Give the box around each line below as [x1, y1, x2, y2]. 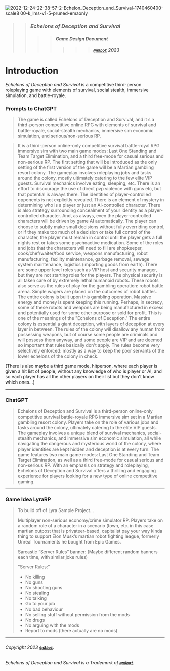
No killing [25, 573, 45, 580]
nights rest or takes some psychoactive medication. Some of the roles [17, 240, 163, 246]
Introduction [5, 65, 59, 76]
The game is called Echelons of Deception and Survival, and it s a [17, 117, 154, 123]
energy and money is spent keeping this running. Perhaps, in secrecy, [17, 299, 163, 305]
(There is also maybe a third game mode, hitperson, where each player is [5, 363, 158, 369]
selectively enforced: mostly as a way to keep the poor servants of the [17, 348, 164, 354]
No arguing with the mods [25, 622, 79, 628]
